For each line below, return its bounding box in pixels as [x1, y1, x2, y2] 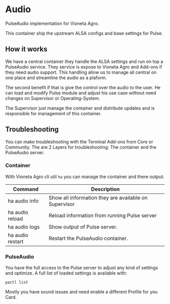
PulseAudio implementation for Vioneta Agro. [5, 20, 99, 26]
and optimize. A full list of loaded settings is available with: [5, 270, 127, 276]
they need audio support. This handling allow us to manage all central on [5, 69, 157, 75]
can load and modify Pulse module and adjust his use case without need [5, 90, 156, 96]
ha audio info [8, 197, 39, 204]
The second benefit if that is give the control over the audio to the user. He [5, 84, 161, 90]
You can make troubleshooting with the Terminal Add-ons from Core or [5, 139, 153, 145]
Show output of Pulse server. [49, 223, 118, 230]
